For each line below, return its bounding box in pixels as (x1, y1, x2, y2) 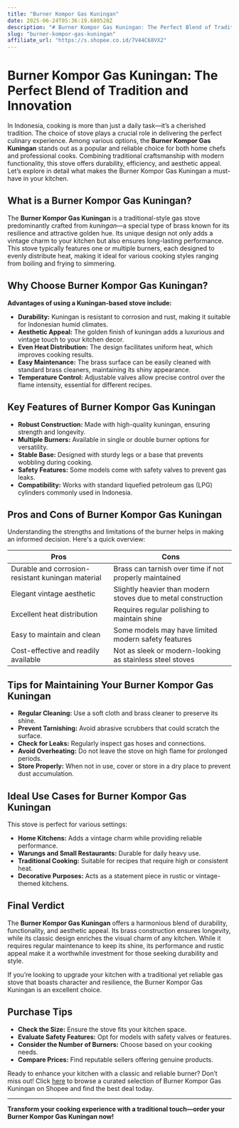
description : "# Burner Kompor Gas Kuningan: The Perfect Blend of (7, 23, 212, 31)
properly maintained (113, 573, 181, 583)
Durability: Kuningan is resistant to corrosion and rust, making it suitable (17, 312, 231, 321)
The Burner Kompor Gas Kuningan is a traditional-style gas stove (7, 214, 201, 222)
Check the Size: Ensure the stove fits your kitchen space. (17, 1025, 187, 1033)
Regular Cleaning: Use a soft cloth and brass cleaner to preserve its (17, 709, 218, 717)
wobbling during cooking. (17, 458, 93, 466)
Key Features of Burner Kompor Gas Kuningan (7, 401, 216, 413)
